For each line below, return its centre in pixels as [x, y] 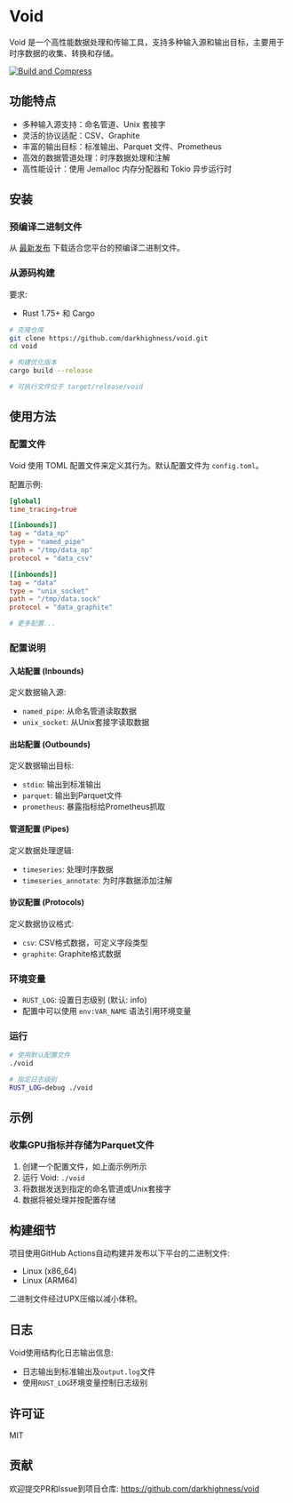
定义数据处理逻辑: [42, 850]
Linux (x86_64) [49, 1271]
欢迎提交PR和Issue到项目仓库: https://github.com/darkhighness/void [135, 1488]
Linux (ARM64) [50, 1281]
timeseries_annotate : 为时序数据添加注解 [97, 880]
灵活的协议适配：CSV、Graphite [81, 135]
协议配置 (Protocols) [47, 902]
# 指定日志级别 [33, 1080]
